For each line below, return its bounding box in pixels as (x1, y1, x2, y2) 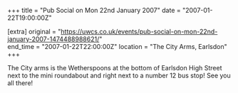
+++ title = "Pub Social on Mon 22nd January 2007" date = (7, 6, 181, 14)
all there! (7, 79, 33, 87)
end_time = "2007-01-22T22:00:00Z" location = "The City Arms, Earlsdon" (7, 43, 227, 50)
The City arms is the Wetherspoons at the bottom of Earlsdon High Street (7, 64, 222, 72)
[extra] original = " (7, 28, 61, 35)
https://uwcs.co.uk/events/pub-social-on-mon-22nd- (60, 28, 218, 35)
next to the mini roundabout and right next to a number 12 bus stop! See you (7, 71, 232, 80)
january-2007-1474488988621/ (7, 35, 100, 43)
